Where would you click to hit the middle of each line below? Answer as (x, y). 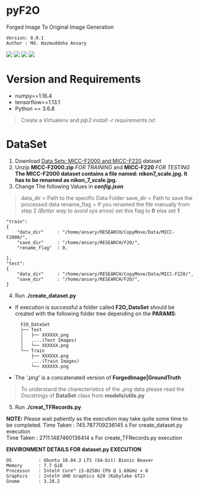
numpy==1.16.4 (33, 96)
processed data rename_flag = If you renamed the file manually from (105, 204)
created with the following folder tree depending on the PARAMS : (96, 313)
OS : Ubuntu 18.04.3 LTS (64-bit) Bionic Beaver (80, 460)
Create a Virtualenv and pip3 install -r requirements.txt (88, 120)
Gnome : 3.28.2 (33, 481)
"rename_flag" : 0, (42, 248)
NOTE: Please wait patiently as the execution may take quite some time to (97, 418)
